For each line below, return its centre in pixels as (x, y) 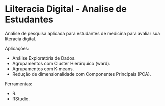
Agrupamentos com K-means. (43, 69)
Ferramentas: (19, 84)
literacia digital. (21, 39)
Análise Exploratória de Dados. (44, 58)
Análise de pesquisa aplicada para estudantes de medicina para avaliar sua (83, 33)
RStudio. (21, 99)
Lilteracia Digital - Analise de (66, 9)
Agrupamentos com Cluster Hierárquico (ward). (61, 63)
